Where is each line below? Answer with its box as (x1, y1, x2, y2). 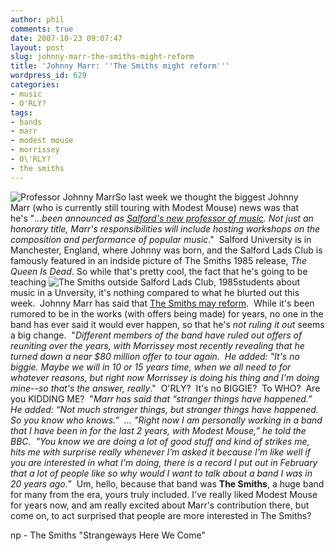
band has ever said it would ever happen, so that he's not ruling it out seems (10, 318, 325, 330)
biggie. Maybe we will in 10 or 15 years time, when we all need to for (10, 361, 292, 373)
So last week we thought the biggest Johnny (114, 191, 299, 203)
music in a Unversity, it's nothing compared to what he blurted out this (10, 286, 300, 298)
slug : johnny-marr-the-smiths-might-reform (10, 52, 195, 62)
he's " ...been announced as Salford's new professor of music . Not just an (10, 212, 314, 224)
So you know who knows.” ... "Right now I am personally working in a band (10, 414, 323, 426)
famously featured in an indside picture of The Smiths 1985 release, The (10, 254, 307, 266)
